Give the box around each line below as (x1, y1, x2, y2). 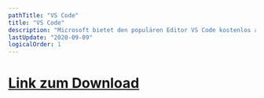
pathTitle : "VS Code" (8, 11, 79, 20)
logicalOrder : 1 (8, 41, 61, 49)
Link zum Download (8, 74, 140, 93)
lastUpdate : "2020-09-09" (8, 33, 93, 42)
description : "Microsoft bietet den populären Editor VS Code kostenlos (8, 26, 251, 34)
